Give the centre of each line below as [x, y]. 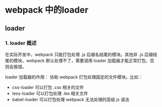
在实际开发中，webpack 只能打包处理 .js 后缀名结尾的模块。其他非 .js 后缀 [79, 54]
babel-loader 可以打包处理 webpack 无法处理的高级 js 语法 [71, 99]
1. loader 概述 [21, 43]
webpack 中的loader [47, 10]
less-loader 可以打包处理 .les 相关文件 [50, 93]
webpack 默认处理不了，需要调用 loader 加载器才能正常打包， [88, 60]
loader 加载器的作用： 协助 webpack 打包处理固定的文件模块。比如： [74, 77]
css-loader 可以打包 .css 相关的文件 [48, 87]
